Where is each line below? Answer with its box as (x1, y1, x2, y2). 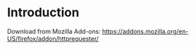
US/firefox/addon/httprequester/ (7, 34, 99, 42)
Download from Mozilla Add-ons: (7, 27, 101, 35)
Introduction (7, 5, 80, 20)
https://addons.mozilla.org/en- (102, 27, 189, 35)
